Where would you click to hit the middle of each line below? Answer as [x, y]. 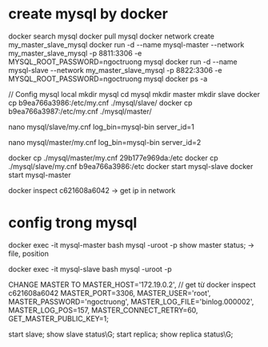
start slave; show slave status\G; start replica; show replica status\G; [121, 334]
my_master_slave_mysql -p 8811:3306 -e [75, 53]
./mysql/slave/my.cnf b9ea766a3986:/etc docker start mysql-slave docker [131, 166]
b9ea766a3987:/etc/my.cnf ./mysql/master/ [80, 111]
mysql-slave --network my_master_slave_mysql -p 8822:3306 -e [115, 70]
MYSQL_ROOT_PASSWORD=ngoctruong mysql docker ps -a [108, 79]
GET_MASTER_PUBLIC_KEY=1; [59, 318]
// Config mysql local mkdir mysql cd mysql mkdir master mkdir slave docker [134, 94]
